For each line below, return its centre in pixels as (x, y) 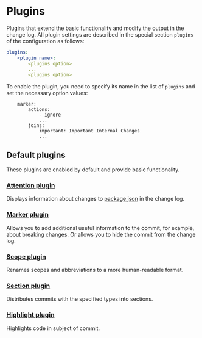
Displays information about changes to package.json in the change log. (95, 199)
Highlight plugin (30, 315)
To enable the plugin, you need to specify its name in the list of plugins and (101, 87)
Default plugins (36, 155)
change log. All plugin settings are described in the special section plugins (100, 34)
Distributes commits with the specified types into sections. (80, 299)
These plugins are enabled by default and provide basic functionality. (93, 170)
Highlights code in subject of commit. (53, 328)
